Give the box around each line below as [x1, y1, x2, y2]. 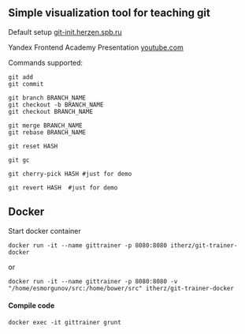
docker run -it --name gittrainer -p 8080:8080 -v [8, 277, 178, 285]
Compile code [8, 301, 55, 310]
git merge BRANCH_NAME [8, 122, 83, 129]
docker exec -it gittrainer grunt [8, 318, 122, 326]
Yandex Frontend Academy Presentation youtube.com [8, 43, 184, 52]
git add [8, 73, 34, 81]
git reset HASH [8, 142, 58, 150]
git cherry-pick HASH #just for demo [8, 170, 132, 178]
